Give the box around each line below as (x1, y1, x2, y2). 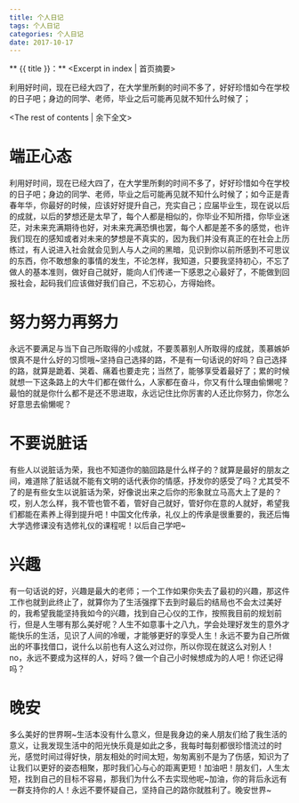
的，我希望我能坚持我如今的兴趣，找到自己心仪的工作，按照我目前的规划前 (9, 608, 282, 618)
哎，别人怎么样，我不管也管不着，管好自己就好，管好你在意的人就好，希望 (9, 498, 282, 509)
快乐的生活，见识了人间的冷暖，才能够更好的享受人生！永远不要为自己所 (16, 630, 282, 640)
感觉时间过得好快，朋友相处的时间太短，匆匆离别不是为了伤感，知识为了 (24, 751, 290, 761)
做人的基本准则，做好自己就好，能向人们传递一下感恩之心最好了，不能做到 (9, 267, 282, 277)
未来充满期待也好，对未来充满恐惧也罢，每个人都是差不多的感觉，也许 (32, 222, 290, 233)
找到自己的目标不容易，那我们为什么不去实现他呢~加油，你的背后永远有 (24, 773, 287, 783)
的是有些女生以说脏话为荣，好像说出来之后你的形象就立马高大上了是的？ (16, 486, 282, 498)
